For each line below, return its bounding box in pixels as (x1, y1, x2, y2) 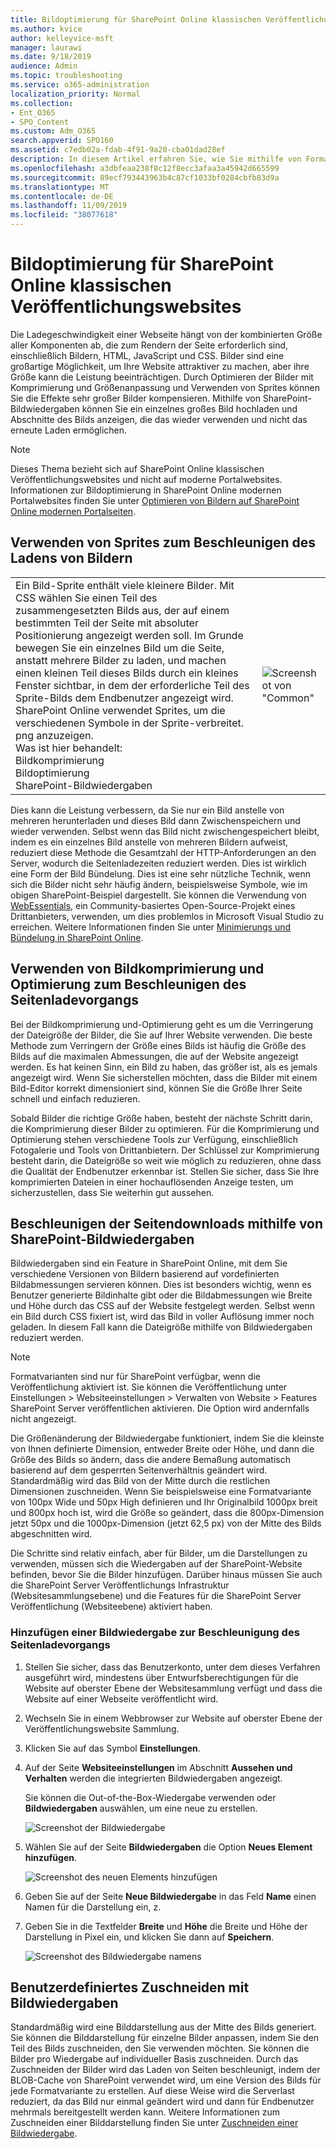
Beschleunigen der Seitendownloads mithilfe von (10, 1215, 324, 1232)
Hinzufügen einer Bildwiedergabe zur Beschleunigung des (10, 1626, 300, 1640)
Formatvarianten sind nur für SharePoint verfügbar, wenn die (10, 1371, 261, 1383)
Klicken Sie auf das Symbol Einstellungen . (24, 1742, 201, 1754)
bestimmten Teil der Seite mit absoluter (15, 616, 199, 630)
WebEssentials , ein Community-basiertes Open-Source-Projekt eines (10, 899, 296, 911)
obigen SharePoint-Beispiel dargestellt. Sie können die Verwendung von (10, 889, 307, 901)
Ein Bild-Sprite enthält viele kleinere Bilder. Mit (15, 578, 235, 592)
